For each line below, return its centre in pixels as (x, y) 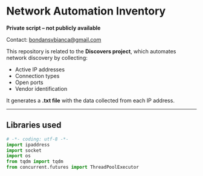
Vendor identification (41, 88)
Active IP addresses (40, 69)
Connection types (37, 76)
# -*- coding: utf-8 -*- (37, 139)
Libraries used (34, 125)
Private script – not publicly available (53, 28)
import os (19, 156)
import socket (24, 150)
